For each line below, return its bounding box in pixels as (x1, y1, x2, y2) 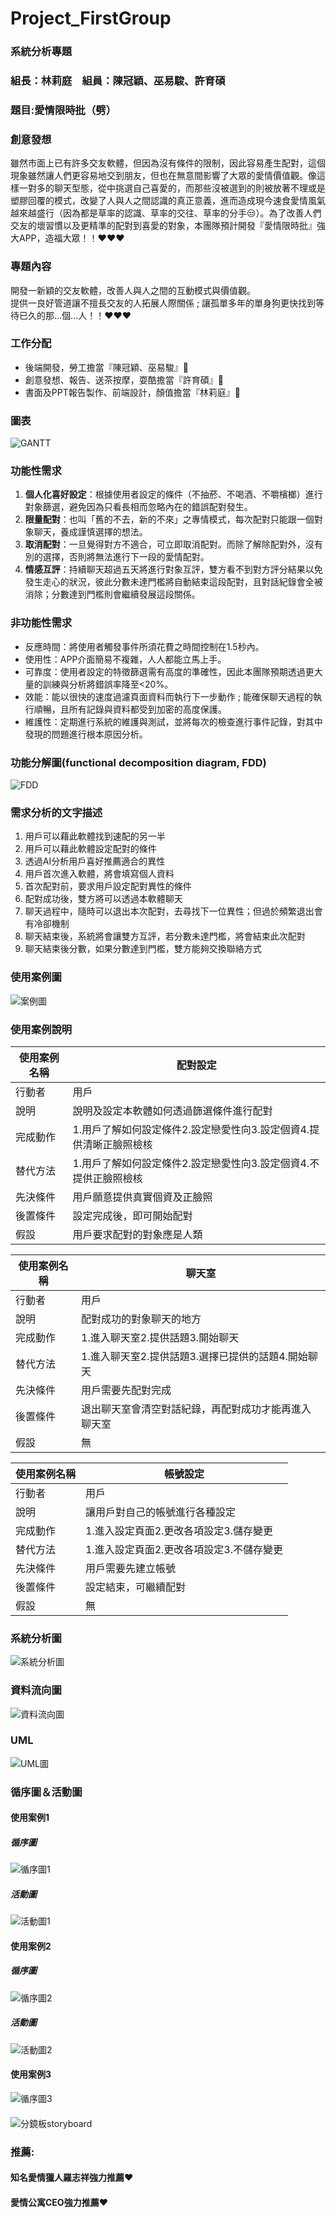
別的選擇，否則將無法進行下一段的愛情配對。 (24, 551, 210, 563)
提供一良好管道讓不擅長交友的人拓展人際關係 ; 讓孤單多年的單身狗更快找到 (10, 297, 317, 309)
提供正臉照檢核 (72, 1171, 143, 1185)
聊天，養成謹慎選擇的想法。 (33, 526, 148, 538)
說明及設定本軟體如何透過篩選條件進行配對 (72, 1103, 273, 1117)
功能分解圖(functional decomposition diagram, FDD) (10, 755, 267, 769)
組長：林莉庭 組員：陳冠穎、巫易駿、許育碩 (10, 74, 226, 88)
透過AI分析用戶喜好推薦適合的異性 (24, 855, 166, 867)
